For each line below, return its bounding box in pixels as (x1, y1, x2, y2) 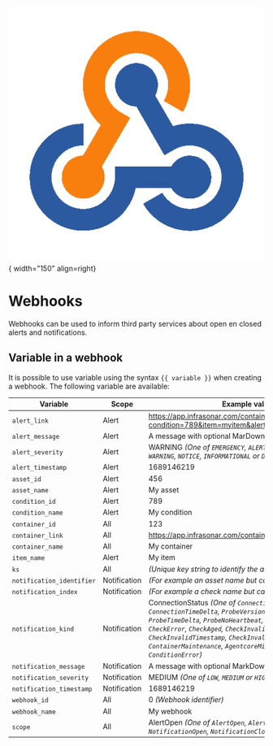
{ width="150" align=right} (8, 263, 97, 273)
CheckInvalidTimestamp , (148, 632, 227, 642)
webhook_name (11, 708, 56, 716)
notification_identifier (11, 576, 96, 585)
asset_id (11, 475, 42, 484)
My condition (148, 507, 193, 518)
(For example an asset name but (148, 575, 258, 585)
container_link (11, 531, 63, 540)
